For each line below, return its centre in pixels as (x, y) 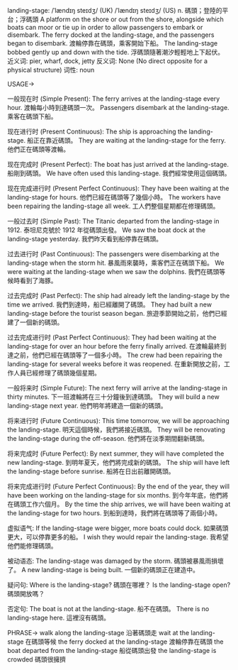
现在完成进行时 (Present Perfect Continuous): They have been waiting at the (118, 188)
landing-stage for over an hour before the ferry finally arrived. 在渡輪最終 (114, 346)
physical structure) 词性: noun (51, 70)
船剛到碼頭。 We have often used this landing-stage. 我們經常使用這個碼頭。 (119, 173)
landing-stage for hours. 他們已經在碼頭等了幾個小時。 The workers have (114, 197)
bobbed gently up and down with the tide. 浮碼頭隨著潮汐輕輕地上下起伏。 (116, 52)
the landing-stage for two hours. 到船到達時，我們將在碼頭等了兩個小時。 (114, 513)
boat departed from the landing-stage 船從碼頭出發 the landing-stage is (112, 650)
